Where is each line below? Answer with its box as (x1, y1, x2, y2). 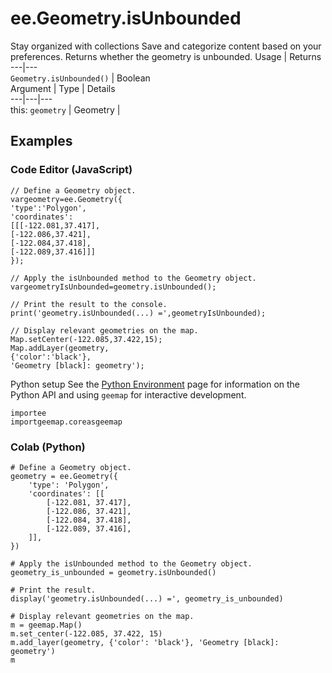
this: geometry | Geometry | (10, 103, 121, 116)
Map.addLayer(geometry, (10, 343, 110, 353)
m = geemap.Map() (10, 620, 83, 630)
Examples (10, 133, 73, 150)
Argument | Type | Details (10, 82, 116, 94)
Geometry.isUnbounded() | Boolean (10, 72, 151, 84)
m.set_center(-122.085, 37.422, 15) (10, 628, 163, 639)
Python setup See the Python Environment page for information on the (10, 378, 301, 390)
